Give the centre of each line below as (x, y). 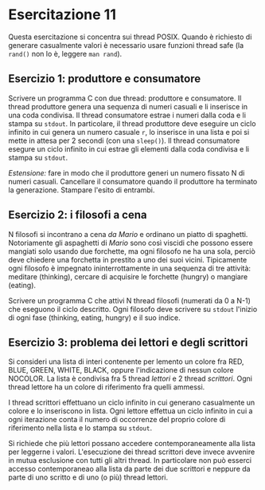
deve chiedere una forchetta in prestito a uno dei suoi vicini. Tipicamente (128, 259)
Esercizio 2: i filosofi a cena (78, 215)
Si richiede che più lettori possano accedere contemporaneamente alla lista (132, 444)
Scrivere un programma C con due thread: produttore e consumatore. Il (125, 98)
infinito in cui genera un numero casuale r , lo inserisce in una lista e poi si (129, 132)
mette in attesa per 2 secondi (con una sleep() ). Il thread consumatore (124, 140)
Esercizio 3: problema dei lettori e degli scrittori (128, 342)
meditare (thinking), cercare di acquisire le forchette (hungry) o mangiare (128, 276)
